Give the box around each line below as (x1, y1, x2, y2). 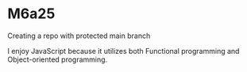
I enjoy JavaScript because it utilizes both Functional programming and (7, 46, 240, 55)
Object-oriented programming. (7, 55, 108, 64)
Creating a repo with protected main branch (7, 31, 151, 40)
